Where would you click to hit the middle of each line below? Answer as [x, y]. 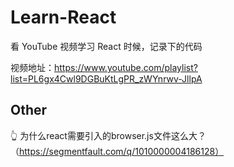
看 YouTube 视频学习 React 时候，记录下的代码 [106, 46]
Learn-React [63, 17]
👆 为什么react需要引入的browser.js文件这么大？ [108, 135]
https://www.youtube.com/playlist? [126, 67]
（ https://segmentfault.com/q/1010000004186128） [117, 151]
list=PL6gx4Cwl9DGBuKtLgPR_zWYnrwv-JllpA [106, 78]
